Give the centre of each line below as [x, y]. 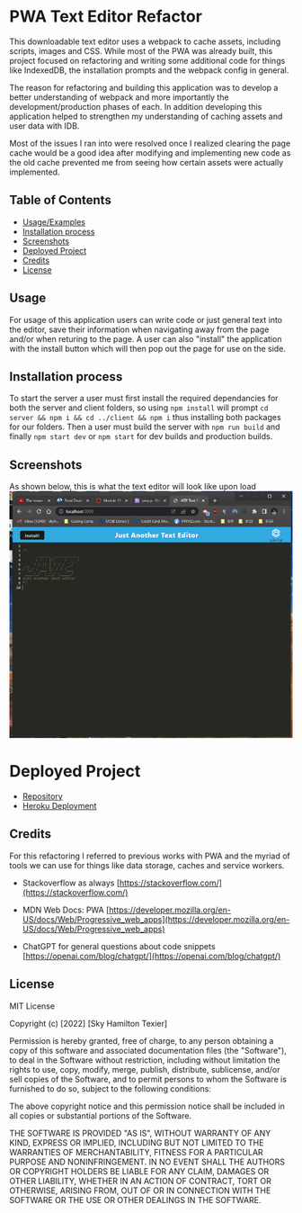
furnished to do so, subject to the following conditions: [110, 1088]
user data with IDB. [44, 126]
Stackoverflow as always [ [71, 883]
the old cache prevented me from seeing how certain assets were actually [147, 162]
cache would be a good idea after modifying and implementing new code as [150, 153]
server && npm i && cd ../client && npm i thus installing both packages [145, 418]
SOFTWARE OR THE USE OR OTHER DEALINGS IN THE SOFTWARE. [135, 1200]
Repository [42, 796]
